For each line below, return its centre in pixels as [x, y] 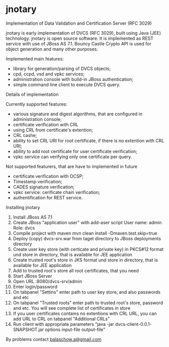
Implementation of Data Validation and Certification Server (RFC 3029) [79, 23]
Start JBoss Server [32, 276]
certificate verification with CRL [46, 124]
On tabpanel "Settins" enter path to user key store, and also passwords [87, 292]
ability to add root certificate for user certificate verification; [75, 151]
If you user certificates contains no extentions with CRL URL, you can [85, 313]
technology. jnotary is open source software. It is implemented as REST [80, 38]
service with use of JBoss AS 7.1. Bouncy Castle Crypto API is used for [78, 43]
